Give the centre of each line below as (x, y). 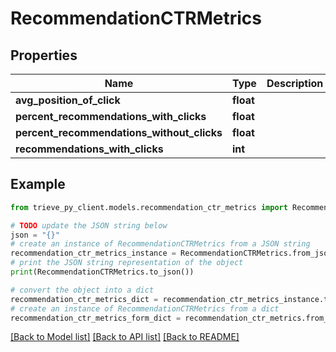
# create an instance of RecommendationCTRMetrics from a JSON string (160, 244)
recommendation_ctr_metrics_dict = (84, 299)
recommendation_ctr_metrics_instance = (93, 253)
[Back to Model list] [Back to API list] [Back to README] (125, 337)
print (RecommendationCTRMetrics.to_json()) (102, 272)
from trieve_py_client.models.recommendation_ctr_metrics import (149, 207)
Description (295, 83)
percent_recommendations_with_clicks (111, 116)
